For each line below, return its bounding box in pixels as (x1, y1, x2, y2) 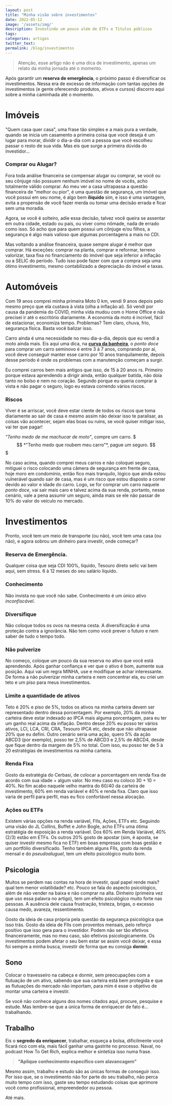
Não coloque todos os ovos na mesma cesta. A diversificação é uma (5, 622, 150, 628)
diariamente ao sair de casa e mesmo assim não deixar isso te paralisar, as (5, 413, 163, 419)
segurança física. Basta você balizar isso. (5, 325, 93, 331)
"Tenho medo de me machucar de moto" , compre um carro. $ (5, 434, 136, 440)
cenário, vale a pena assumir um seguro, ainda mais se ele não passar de (5, 492, 160, 498)
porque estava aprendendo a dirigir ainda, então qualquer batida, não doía (5, 372, 162, 378)
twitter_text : (5, 41, 36, 46)
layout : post (5, 7, 33, 13)
